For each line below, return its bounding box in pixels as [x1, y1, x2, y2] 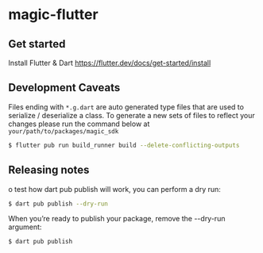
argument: [8, 222, 42, 232]
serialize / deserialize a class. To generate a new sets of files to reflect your [8, 110, 256, 120]
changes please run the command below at [8, 119, 150, 128]
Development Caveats [8, 81, 121, 94]
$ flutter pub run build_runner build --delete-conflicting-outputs [8, 141, 240, 149]
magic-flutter [8, 6, 99, 24]
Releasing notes [8, 163, 90, 177]
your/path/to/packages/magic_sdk [8, 127, 119, 136]
